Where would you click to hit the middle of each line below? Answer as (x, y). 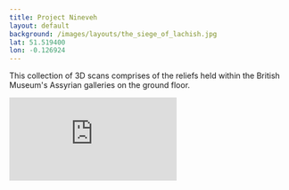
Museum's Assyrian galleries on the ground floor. (99, 85)
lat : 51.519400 (37, 42)
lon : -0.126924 (37, 51)
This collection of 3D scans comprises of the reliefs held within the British (145, 75)
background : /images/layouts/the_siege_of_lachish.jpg (113, 34)
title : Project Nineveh (54, 17)
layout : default (39, 26)
